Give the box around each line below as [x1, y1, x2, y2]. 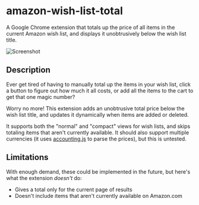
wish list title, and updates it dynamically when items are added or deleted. [6, 111, 189, 118]
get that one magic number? [6, 93, 75, 100]
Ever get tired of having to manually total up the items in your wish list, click [6, 81, 191, 88]
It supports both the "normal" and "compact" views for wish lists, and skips [6, 123, 191, 130]
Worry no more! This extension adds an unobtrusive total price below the [6, 105, 185, 112]
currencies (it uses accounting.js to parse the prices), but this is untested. [6, 135, 187, 142]
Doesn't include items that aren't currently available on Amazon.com [14, 192, 183, 199]
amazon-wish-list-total [6, 4, 123, 18]
